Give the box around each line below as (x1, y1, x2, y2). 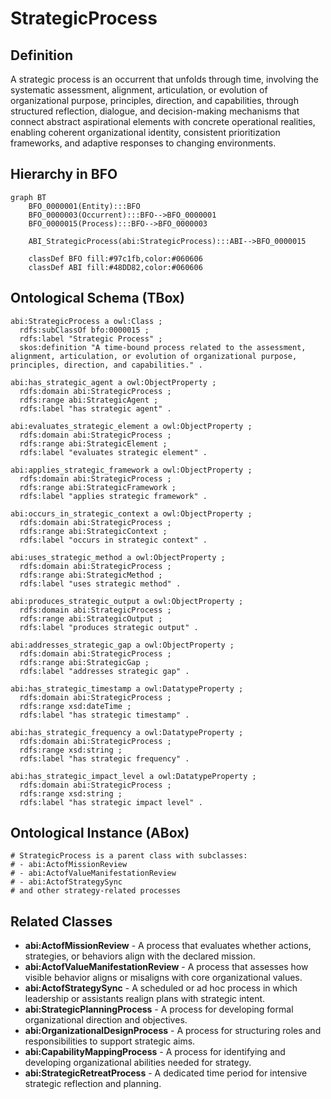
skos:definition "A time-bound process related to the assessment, (19, 342, 307, 352)
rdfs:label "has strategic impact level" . (19, 797, 203, 807)
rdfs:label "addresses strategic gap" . (19, 666, 190, 676)
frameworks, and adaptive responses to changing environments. (10, 137, 277, 149)
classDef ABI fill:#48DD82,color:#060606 (28, 262, 203, 272)
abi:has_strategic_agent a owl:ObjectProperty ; (10, 377, 217, 387)
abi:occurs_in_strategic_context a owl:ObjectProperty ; (10, 508, 253, 519)
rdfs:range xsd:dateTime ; (19, 701, 132, 711)
